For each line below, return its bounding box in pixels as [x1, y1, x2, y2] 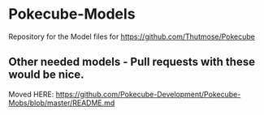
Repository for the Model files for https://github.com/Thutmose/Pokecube [8, 32, 256, 41]
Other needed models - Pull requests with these [8, 55, 256, 69]
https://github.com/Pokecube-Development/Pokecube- [55, 89, 241, 99]
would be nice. [8, 68, 84, 82]
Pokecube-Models [8, 5, 136, 23]
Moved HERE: [8, 89, 54, 99]
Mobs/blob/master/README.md [8, 98, 115, 108]
